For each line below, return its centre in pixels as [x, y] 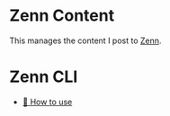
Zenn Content [62, 16]
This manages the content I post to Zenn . [85, 40]
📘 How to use [47, 102]
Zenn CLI [44, 77]
